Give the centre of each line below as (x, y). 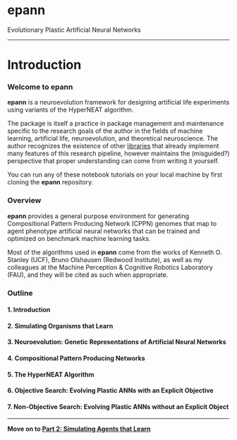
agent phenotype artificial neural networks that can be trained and (104, 231)
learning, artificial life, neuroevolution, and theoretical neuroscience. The (113, 138)
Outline (20, 293)
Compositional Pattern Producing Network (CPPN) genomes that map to (112, 223)
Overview (24, 201)
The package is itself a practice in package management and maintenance (116, 124)
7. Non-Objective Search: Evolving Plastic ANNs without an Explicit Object (118, 406)
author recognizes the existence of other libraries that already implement (113, 146)
